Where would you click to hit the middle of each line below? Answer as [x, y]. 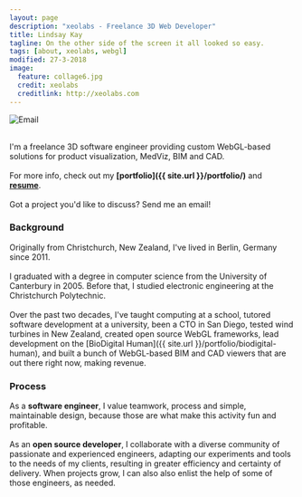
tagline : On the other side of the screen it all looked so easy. [137, 43]
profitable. [28, 425]
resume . [25, 185]
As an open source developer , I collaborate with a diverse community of [145, 444]
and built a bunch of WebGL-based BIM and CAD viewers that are [164, 353]
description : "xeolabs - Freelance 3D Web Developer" [113, 26]
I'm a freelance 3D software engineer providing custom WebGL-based [140, 147]
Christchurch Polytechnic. [58, 295]
